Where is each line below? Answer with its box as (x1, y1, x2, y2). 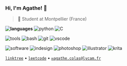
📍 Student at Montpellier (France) (17, 16, 87, 22)
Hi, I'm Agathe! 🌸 (5, 5, 47, 12)
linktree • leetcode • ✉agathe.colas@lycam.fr (5, 55, 101, 61)
